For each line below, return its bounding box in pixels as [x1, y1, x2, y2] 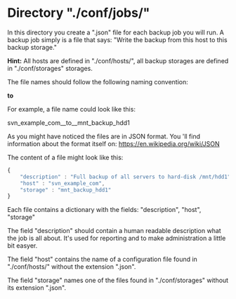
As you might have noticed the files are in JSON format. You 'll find [7, 132, 201, 140]
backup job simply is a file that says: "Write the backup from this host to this [7, 35, 228, 44]
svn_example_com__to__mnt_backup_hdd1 [7, 118, 130, 127]
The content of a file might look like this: [7, 153, 124, 161]
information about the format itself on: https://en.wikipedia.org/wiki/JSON [7, 139, 220, 148]
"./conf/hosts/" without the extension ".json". [7, 263, 136, 271]
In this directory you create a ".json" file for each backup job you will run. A [7, 28, 225, 36]
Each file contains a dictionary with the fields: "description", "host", [7, 206, 202, 214]
